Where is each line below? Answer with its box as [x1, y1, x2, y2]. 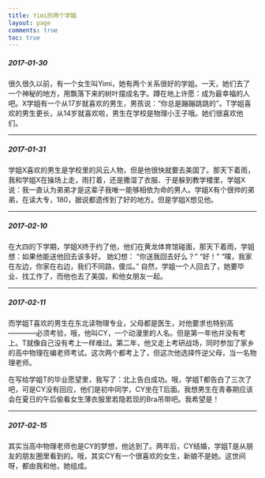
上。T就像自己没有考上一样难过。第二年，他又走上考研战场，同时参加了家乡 [8, 338, 255, 348]
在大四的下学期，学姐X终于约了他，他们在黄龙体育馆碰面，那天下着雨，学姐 [8, 242, 255, 251]
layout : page [8, 19, 51, 27]
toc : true [8, 33, 41, 42]
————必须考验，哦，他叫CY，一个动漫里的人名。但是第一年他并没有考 [8, 329, 246, 338]
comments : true [8, 26, 58, 34]
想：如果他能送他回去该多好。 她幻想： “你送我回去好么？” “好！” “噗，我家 [8, 252, 252, 262]
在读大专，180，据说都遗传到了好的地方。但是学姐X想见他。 [21, 195, 218, 205]
